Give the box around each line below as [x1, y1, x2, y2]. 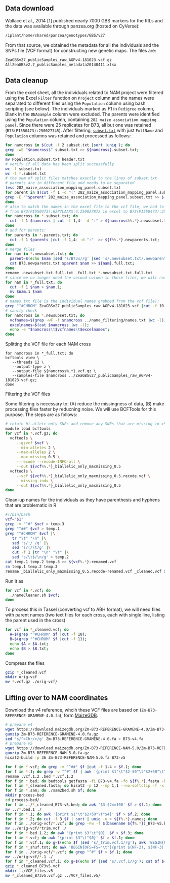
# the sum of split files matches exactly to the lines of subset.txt [5, 175, 157, 181]
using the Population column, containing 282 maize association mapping [5, 116, 157, 123]
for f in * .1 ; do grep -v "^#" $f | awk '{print [5, 769, 110, 774]
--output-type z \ [12, 364, 51, 369]
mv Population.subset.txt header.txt [5, 157, 85, 162]
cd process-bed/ [5, 798, 39, 803]
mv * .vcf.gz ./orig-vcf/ [5, 679, 58, 685]
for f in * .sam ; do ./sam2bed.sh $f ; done [5, 788, 96, 793]
